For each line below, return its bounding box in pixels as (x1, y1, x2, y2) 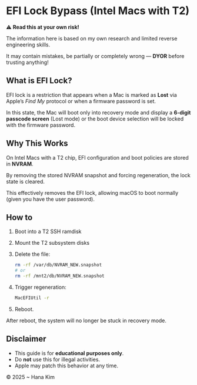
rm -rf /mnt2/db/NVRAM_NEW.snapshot (14, 273, 105, 279)
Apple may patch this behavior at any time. (14, 362, 119, 369)
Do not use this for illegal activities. (14, 356, 101, 363)
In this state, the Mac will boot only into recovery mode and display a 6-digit (6, 109, 191, 116)
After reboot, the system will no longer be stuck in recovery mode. (6, 317, 166, 324)
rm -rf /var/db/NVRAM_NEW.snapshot (14, 262, 102, 268)
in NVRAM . (6, 160, 34, 167)
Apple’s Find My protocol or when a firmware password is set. (6, 97, 156, 104)
